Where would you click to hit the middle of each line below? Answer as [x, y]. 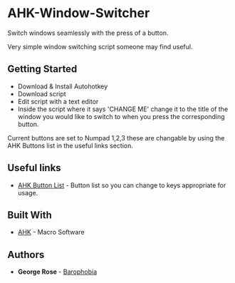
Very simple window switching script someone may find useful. [100, 46]
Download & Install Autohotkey [63, 86]
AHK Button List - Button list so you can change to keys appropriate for [122, 185]
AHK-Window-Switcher [79, 13]
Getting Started [42, 69]
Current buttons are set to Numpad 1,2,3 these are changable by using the [116, 138]
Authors [26, 254]
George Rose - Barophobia [57, 272]
